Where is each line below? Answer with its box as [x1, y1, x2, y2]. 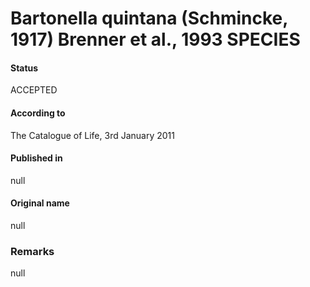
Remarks [10, 244, 55, 258]
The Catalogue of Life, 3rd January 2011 [10, 129, 175, 141]
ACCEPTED [10, 84, 58, 96]
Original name [10, 197, 70, 209]
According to [10, 107, 66, 119]
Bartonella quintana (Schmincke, [10, 7, 288, 30]
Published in [10, 152, 63, 164]
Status [10, 62, 39, 74]
